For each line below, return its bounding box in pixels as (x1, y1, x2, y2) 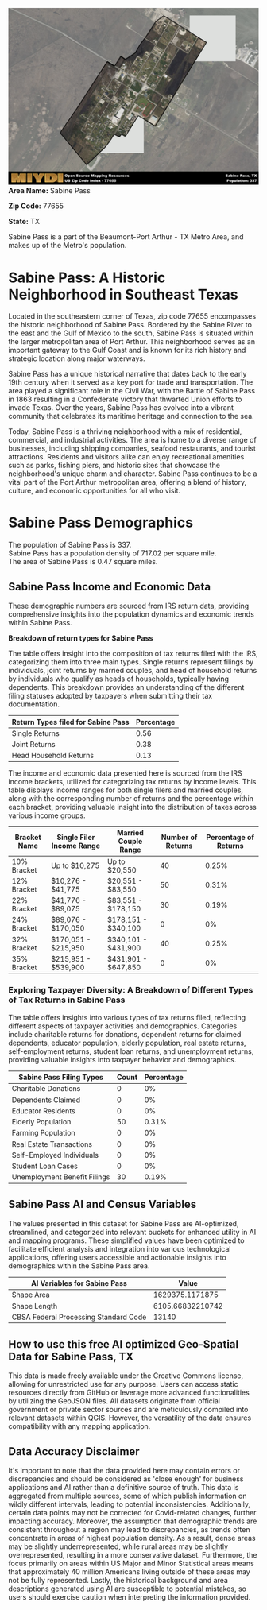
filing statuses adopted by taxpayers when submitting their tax (8, 691, 213, 701)
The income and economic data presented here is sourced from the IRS (8, 768, 242, 778)
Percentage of (206, 832, 254, 842)
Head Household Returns (11, 751, 94, 760)
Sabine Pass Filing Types (18, 1073, 103, 1082)
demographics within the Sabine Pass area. (8, 1260, 150, 1271)
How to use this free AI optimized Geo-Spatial (8, 1337, 239, 1351)
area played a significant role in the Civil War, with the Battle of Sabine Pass (8, 386, 256, 396)
